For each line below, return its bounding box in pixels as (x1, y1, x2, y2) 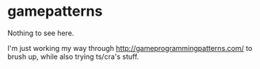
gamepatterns (7, 2, 103, 20)
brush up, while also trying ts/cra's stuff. (7, 52, 140, 61)
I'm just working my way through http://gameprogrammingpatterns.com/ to (7, 43, 253, 53)
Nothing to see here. (7, 28, 75, 38)
